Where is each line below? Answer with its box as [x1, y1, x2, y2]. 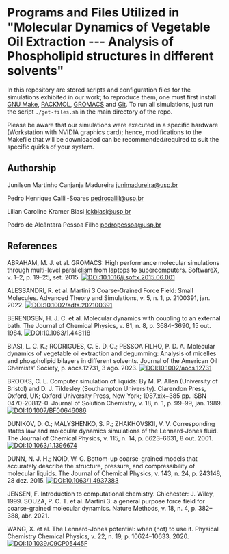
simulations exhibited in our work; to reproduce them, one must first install [7, 92, 217, 101]
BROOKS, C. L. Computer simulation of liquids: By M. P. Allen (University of [7, 377, 219, 385]
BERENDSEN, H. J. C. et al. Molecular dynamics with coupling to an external [7, 314, 221, 323]
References [7, 240, 57, 252]
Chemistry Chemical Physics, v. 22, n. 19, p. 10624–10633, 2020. [7, 532, 189, 540]
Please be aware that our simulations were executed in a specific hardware [7, 121, 219, 129]
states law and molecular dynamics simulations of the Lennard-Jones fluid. [7, 427, 219, 435]
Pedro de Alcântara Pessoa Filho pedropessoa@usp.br [7, 221, 162, 229]
